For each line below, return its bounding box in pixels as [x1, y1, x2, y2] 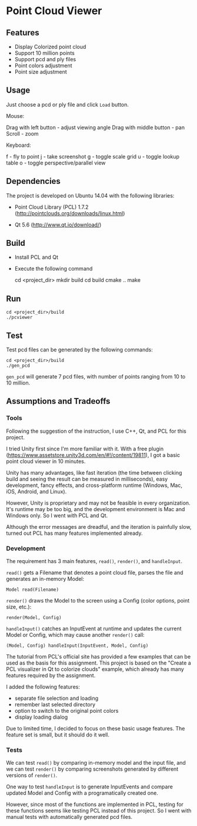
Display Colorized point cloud [14, 43, 86, 50]
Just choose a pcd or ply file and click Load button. [6, 101, 129, 108]
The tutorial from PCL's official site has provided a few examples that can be [6, 653, 191, 660]
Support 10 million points [14, 50, 75, 57]
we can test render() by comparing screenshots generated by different [6, 765, 179, 773]
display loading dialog [14, 713, 68, 720]
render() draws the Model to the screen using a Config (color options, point [6, 597, 190, 604]
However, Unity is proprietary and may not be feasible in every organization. [6, 499, 191, 506]
